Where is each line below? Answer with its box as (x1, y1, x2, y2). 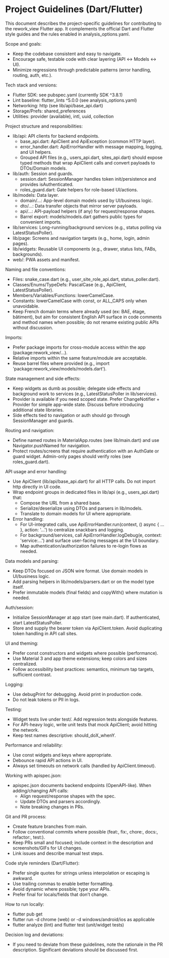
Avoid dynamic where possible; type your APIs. (12, 886, 111, 892)
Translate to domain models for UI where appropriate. (20, 510, 132, 517)
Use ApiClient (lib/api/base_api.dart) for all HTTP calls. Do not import (12, 478, 156, 484)
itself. (12, 584, 24, 590)
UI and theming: (5, 640, 39, 646)
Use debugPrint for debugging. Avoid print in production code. (12, 691, 143, 697)
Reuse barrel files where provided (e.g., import (12, 360, 110, 366)
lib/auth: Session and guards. (12, 171, 74, 177)
